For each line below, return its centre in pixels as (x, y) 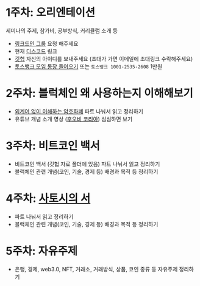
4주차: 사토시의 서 (48, 198)
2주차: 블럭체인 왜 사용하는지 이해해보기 (99, 94)
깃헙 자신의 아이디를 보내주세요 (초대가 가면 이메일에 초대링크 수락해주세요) (104, 59)
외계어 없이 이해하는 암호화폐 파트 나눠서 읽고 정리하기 (79, 111)
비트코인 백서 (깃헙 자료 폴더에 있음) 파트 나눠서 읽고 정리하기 (87, 164)
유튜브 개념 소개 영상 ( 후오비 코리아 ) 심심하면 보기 (73, 119)
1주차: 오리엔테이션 (51, 13)
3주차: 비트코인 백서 (53, 146)
